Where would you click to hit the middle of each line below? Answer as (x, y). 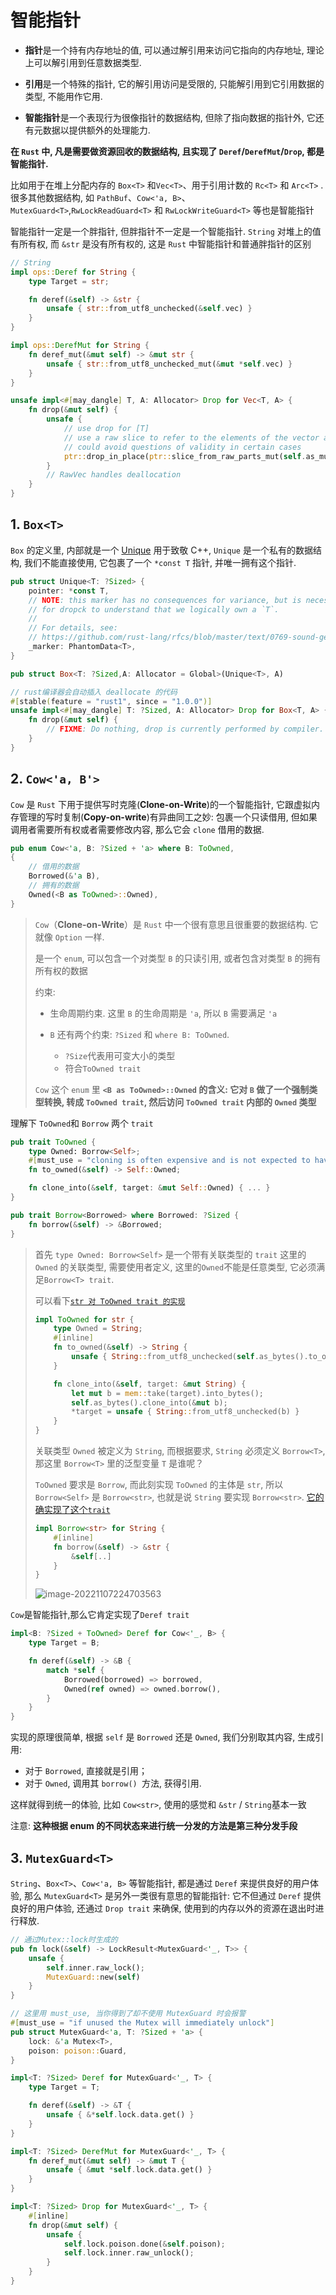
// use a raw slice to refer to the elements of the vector (191, 437)
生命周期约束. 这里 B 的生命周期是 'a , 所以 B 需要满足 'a (163, 1013)
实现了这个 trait (77, 1510)
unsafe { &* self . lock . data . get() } (120, 2115)
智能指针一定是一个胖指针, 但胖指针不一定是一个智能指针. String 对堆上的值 (166, 231)
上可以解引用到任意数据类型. (83, 62)
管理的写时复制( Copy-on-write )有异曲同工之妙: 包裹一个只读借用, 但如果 (168, 817)
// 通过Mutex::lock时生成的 (64, 1940)
